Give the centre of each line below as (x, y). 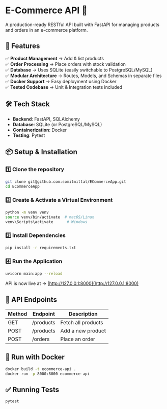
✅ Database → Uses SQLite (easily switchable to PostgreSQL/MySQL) (79, 70)
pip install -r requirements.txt (41, 248)
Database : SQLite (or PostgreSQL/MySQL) (57, 124)
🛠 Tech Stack (27, 104)
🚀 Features (23, 46)
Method (18, 314)
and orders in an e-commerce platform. (47, 30)
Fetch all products (82, 323)
